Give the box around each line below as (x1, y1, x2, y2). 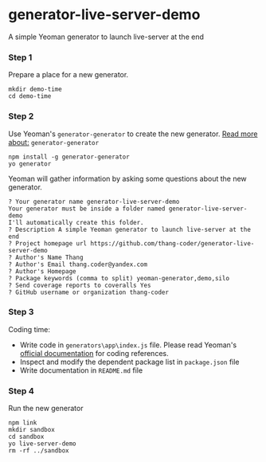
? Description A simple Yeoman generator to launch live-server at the (8, 225, 251, 233)
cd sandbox (8, 433, 45, 441)
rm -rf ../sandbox (8, 447, 69, 455)
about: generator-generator (8, 137, 100, 147)
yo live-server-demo (8, 440, 77, 448)
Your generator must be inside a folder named (8, 205, 166, 213)
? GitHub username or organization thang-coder (8, 288, 170, 296)
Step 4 (8, 385, 34, 396)
